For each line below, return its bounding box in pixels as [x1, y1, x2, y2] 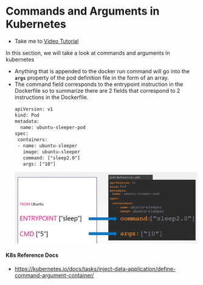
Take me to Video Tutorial [14, 37, 79, 45]
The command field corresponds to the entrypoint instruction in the [14, 81, 184, 88]
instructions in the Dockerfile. [14, 93, 89, 101]
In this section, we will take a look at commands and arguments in [5, 49, 171, 56]
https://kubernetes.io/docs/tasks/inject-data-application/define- [14, 265, 176, 272]
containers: [17, 136, 48, 143]
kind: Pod [14, 112, 40, 118]
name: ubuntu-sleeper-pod [20, 124, 86, 131]
